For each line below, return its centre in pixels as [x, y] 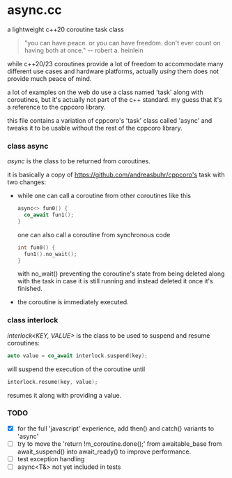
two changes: [27, 182]
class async [28, 146]
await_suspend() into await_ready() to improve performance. [104, 451]
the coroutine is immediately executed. [73, 302]
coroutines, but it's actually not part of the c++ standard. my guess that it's [115, 99]
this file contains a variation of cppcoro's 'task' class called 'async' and [110, 120]
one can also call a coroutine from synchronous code [94, 234]
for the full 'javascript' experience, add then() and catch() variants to [116, 428]
